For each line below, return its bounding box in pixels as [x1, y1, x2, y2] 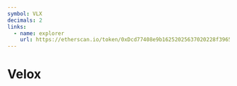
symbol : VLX [7, 10, 42, 17]
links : [7, 23, 27, 30]
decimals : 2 [7, 17, 42, 24]
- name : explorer [13, 29, 65, 37]
